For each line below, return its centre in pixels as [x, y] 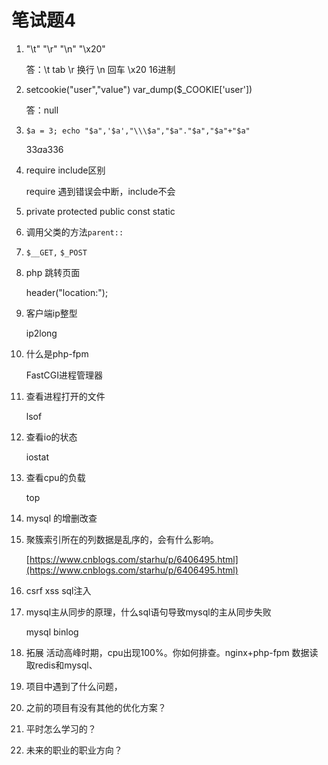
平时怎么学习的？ [61, 728]
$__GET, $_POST [56, 252]
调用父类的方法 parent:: [74, 232]
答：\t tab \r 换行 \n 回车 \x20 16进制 [100, 69]
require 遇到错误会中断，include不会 [100, 191]
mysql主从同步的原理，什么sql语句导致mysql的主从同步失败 [148, 612]
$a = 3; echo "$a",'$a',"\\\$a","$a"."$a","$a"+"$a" [138, 131]
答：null [42, 110]
